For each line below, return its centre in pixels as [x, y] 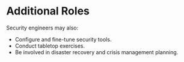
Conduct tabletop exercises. [50, 46]
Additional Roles [48, 11]
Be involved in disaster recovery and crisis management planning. [97, 52]
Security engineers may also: [42, 28]
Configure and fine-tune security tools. [63, 39]
